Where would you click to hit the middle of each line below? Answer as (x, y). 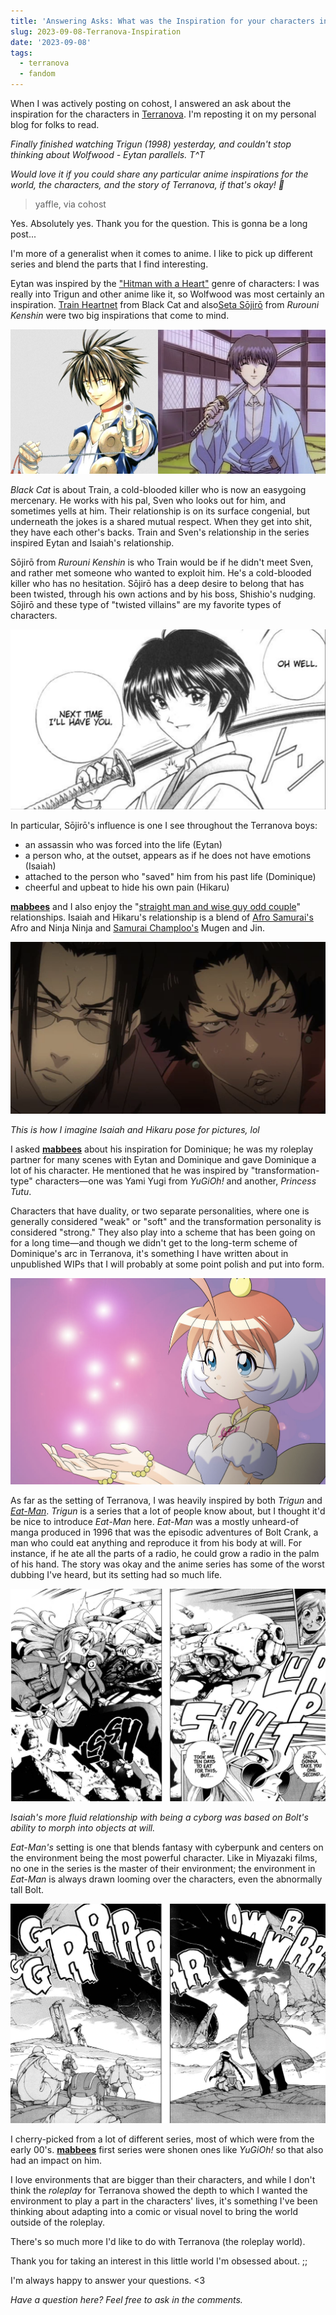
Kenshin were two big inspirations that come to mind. (120, 315)
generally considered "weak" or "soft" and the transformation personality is (166, 1222)
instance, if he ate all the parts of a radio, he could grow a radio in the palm (165, 1554)
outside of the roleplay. (57, 2222)
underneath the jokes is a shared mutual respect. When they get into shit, (161, 522)
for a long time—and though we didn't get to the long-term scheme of (154, 1243)
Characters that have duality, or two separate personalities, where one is (160, 1211)
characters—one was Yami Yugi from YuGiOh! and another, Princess (175, 1181)
